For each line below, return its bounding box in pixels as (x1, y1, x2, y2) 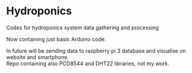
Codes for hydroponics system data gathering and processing (6, 24, 159, 31)
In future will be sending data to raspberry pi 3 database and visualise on (6, 47, 187, 54)
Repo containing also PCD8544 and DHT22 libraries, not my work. (6, 60, 169, 67)
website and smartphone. (6, 53, 69, 60)
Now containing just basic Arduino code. (6, 35, 106, 42)
